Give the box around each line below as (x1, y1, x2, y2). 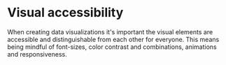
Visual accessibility (7, 5, 124, 21)
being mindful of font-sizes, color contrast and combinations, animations (7, 43, 217, 51)
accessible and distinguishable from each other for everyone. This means (7, 35, 220, 43)
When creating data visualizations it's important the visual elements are (7, 27, 213, 36)
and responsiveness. (7, 50, 68, 58)
